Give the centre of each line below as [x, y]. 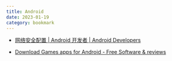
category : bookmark [30, 23]
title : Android [25, 12]
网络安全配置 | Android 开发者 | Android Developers [78, 40]
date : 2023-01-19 [28, 17]
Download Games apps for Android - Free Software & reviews [90, 52]
